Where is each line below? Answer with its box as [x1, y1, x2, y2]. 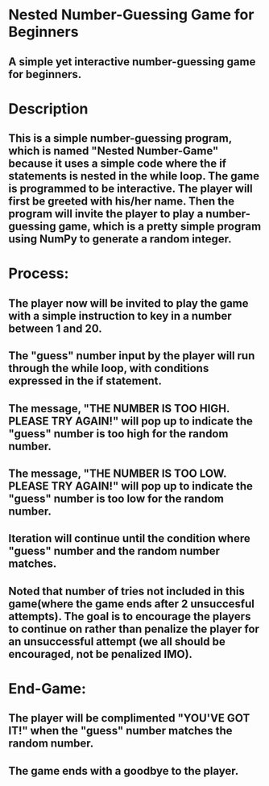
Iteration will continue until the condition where [8, 532, 251, 545]
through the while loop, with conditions [8, 362, 209, 375]
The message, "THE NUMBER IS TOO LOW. [8, 466, 227, 480]
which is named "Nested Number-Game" [8, 144, 219, 158]
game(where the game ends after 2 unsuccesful [8, 597, 255, 610]
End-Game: [8, 679, 87, 697]
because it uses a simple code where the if [8, 157, 227, 171]
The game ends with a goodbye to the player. [8, 763, 239, 778]
